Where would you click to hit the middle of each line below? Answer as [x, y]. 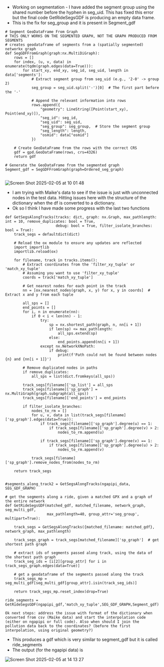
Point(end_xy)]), [23, 114]
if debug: [59, 351]
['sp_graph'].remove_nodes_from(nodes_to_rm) [52, 462]
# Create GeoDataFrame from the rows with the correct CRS [76, 148]
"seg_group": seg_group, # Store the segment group [95, 126]
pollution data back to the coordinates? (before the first [68, 626]
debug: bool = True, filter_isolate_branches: [104, 226]
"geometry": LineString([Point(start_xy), [84, 109]
